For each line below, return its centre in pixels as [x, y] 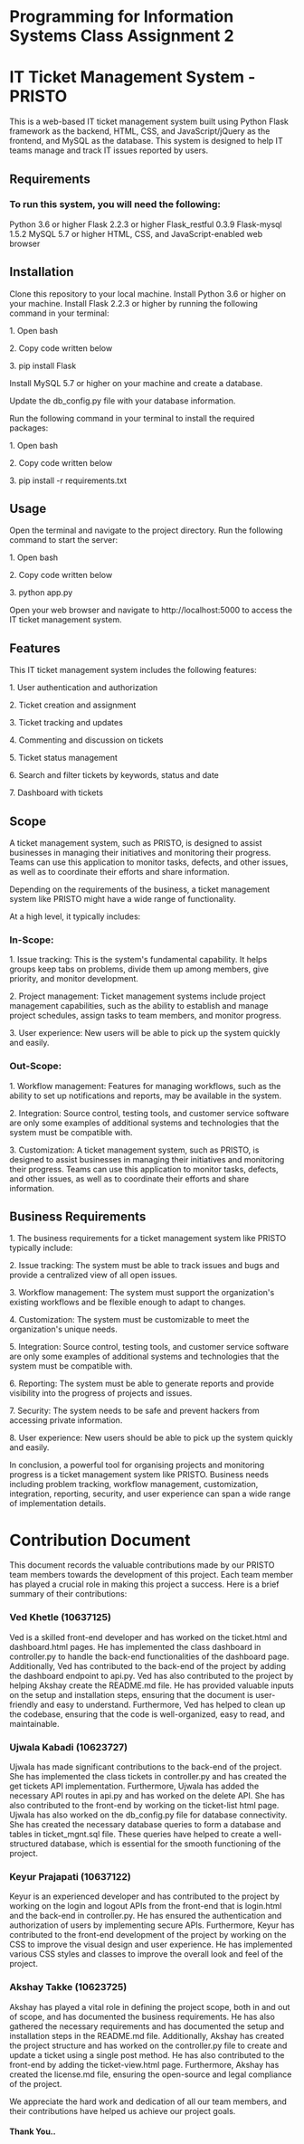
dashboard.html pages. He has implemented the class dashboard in [135, 1646]
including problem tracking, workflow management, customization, [134, 1485]
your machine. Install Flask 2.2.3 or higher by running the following [133, 303]
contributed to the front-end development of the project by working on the [148, 1935]
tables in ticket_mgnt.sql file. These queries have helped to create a [135, 1834]
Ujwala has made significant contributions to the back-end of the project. [146, 1767]
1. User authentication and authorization [84, 688]
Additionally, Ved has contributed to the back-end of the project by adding [148, 1665]
